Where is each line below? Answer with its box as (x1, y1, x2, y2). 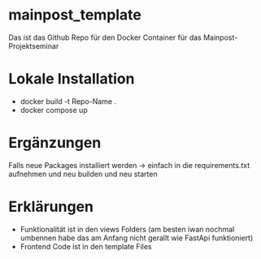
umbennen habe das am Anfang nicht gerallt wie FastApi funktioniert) (20, 233, 254, 243)
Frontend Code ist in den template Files (20, 241, 152, 251)
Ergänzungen (8, 134, 102, 152)
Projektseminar (8, 41, 59, 50)
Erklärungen (8, 197, 94, 216)
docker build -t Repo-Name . (20, 96, 116, 106)
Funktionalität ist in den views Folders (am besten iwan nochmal (20, 224, 235, 234)
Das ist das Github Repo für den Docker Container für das (8, 32, 202, 42)
